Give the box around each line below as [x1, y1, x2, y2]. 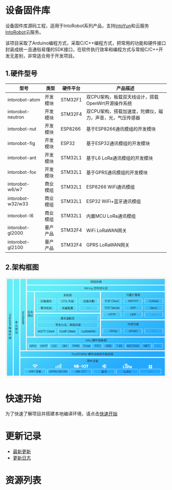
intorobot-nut [7, 126, 37, 132]
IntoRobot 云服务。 [5, 29, 44, 35]
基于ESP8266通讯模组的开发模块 [86, 126, 156, 132]
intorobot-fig [7, 140, 35, 146]
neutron [7, 114, 24, 120]
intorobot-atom [7, 97, 40, 103]
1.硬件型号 [5, 69, 38, 78]
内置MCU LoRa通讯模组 [86, 213, 136, 219]
